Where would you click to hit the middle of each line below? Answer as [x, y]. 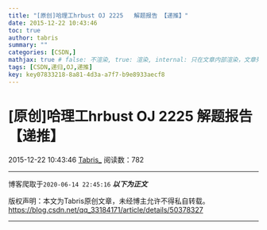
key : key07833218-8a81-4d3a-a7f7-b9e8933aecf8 [87, 75]
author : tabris [33, 38]
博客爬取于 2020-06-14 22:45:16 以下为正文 [78, 184]
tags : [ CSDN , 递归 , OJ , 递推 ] [50, 67]
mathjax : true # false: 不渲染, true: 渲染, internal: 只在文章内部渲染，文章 [132, 60]
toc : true [25, 30]
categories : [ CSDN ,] [43, 52]
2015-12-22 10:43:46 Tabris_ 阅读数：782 [76, 159]
